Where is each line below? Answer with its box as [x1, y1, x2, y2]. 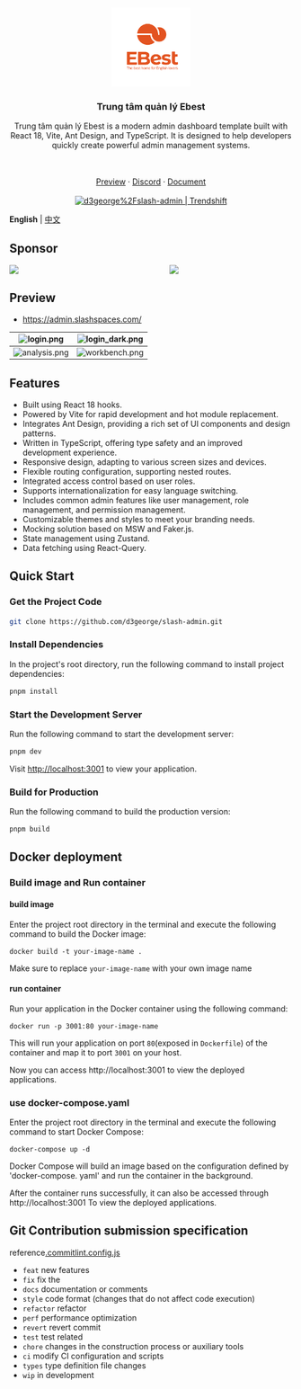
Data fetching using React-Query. [22, 542, 146, 553]
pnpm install [9, 687, 58, 696]
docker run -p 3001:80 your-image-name [9, 1021, 159, 1030]
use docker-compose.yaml [9, 1096, 130, 1109]
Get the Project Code [9, 595, 102, 608]
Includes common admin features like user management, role [22, 494, 250, 505]
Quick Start [9, 568, 75, 584]
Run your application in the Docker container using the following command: [9, 1003, 288, 1014]
